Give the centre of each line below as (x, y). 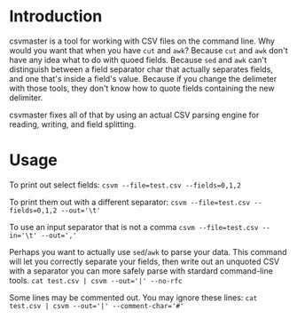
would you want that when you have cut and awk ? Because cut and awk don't (148, 50)
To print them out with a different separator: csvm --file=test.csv (130, 202)
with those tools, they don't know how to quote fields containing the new (142, 88)
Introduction (56, 16)
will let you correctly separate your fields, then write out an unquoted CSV (145, 261)
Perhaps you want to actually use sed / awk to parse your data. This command (148, 251)
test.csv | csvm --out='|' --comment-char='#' (97, 306)
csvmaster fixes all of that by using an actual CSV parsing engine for (134, 115)
